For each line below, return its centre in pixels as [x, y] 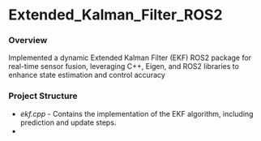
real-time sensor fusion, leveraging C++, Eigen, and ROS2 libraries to [124, 66]
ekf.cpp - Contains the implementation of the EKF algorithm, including [137, 113]
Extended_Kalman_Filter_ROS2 [116, 15]
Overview [28, 41]
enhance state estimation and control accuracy [87, 75]
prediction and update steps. [68, 122]
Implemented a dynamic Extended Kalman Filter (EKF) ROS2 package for [130, 58]
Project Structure [43, 96]
